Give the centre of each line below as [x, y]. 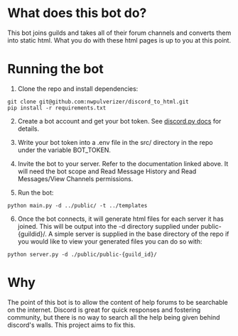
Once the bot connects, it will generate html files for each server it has [120, 219]
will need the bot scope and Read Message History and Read [107, 171]
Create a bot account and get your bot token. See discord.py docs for [119, 121]
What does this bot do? [77, 13]
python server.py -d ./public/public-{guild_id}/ [82, 254]
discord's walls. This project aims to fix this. [71, 325]
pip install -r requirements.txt [57, 108]
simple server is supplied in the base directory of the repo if [142, 234]
